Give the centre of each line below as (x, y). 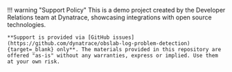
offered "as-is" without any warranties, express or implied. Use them (113, 55)
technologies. (27, 25)
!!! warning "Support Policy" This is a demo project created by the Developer (116, 10)
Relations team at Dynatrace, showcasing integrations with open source (110, 17)
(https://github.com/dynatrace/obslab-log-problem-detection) (99, 44)
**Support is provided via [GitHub (59, 37)
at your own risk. (34, 62)
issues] (124, 37)
